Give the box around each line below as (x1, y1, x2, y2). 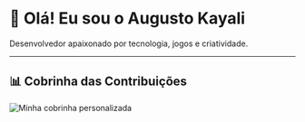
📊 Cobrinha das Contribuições (9, 74, 188, 89)
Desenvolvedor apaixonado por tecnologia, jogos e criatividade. (9, 38, 249, 49)
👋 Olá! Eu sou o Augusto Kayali (9, 8, 246, 29)
